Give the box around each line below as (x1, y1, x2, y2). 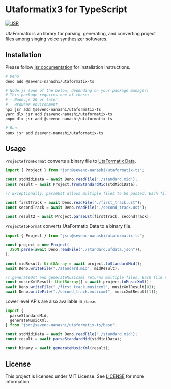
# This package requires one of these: (5, 93, 90, 98)
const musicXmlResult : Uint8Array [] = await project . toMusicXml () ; (5, 279, 152, 285)
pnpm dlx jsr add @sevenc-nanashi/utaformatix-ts (5, 116, 113, 121)
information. (5, 379, 31, 384)
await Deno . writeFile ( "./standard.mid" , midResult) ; (5, 266, 120, 271)
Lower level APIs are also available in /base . (5, 298, 97, 304)
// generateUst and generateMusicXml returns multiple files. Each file (5, 275, 163, 280)
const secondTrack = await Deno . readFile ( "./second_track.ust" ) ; (5, 205, 147, 210)
